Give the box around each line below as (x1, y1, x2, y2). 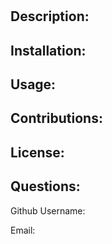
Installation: (10, 42, 87, 59)
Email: (10, 224, 36, 236)
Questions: (10, 178, 81, 195)
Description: (10, 8, 90, 25)
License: (10, 144, 65, 161)
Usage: (10, 76, 57, 93)
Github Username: (10, 204, 86, 217)
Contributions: (10, 110, 103, 127)
